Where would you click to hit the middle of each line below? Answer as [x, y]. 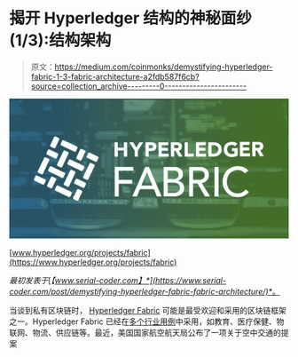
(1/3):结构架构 [60, 40]
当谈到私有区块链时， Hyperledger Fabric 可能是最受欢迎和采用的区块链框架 [148, 310]
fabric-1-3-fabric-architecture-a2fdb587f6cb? [115, 76]
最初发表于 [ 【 [32, 280]
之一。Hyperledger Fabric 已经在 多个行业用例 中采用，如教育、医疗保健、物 [147, 321]
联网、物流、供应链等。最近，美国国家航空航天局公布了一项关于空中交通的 [145, 332]
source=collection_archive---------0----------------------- [138, 86]
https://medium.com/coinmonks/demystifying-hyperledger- [164, 67]
